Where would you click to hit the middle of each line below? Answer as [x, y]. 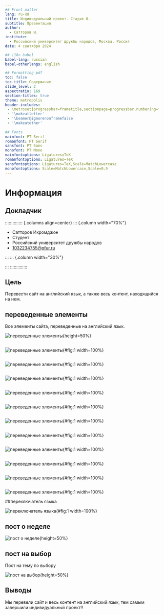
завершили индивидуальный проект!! [44, 607]
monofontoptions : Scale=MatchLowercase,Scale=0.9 [57, 169]
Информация [34, 193]
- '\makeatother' [25, 123]
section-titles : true [27, 96]
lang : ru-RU [17, 14]
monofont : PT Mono [24, 150]
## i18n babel [20, 55]
